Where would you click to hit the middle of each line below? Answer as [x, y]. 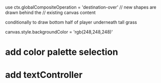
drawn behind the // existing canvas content [50, 12]
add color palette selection [62, 52]
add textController [44, 75]
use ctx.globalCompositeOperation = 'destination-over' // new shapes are [81, 7]
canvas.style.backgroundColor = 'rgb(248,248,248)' [59, 32]
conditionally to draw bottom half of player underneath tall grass [71, 22]
